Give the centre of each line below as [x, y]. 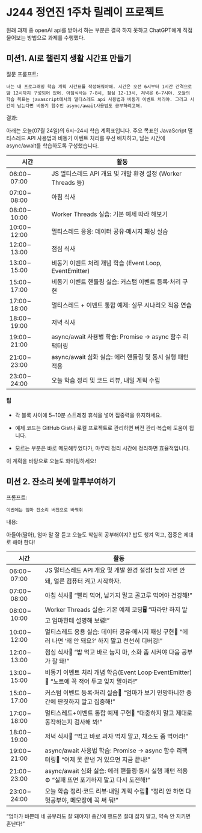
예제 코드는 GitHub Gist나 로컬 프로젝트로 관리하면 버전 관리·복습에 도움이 [101, 428]
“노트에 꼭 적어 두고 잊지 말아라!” [94, 681]
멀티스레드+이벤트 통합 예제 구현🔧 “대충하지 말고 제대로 [119, 713]
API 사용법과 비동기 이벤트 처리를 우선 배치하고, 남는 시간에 [96, 138]
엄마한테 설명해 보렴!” [81, 620]
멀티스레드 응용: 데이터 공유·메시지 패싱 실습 [110, 231]
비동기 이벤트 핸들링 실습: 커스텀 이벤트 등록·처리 [116, 281]
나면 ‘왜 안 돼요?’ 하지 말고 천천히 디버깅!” [107, 641]
